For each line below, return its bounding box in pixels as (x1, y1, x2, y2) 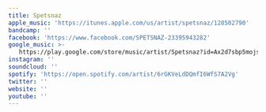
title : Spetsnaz (8, 11, 62, 20)
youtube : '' (8, 92, 47, 100)
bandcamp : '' (8, 26, 51, 34)
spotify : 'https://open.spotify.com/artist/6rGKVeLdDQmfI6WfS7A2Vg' (8, 70, 239, 78)
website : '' (8, 84, 47, 93)
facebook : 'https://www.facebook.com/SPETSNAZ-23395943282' (8, 33, 211, 42)
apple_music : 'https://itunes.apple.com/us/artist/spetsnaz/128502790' (8, 19, 249, 27)
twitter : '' (8, 77, 47, 85)
